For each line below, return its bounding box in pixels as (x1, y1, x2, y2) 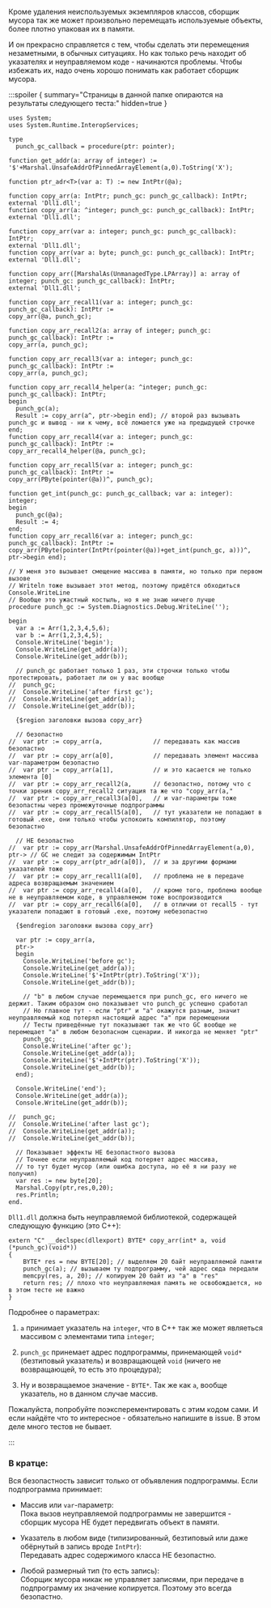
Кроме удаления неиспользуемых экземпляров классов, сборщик (8, 7, 240, 16)
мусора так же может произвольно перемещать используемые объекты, (8, 15, 263, 25)
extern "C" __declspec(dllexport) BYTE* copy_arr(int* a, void (8, 1236, 227, 1244)
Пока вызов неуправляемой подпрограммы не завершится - (19, 1509, 232, 1519)
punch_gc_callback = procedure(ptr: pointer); (15, 143, 176, 151)
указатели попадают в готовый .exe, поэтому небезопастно (8, 908, 208, 916)
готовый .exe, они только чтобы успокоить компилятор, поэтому (8, 815, 227, 823)
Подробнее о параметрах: (8, 1308, 100, 1317)
